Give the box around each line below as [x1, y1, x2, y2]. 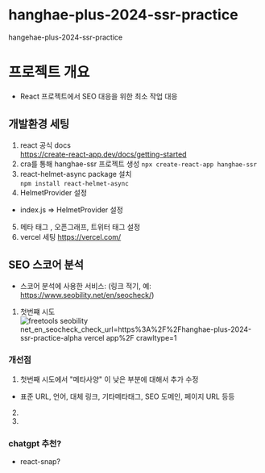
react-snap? [19, 457, 60, 467]
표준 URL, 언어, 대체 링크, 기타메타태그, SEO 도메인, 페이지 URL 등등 [19, 391, 235, 401]
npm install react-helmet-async [19, 179, 129, 187]
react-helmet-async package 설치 [19, 169, 132, 178]
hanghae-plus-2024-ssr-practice [8, 6, 239, 24]
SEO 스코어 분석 [8, 258, 85, 272]
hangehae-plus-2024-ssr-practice [8, 32, 123, 42]
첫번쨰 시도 [19, 307, 56, 316]
